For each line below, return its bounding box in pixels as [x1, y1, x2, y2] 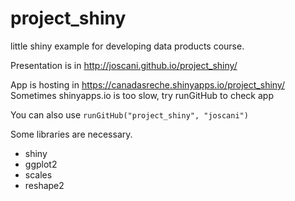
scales [24, 168, 53, 181]
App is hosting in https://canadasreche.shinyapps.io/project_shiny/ [10, 78, 285, 91]
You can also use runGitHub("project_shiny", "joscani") [10, 108, 249, 121]
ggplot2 [24, 158, 58, 170]
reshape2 [24, 179, 65, 191]
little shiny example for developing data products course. [10, 40, 245, 52]
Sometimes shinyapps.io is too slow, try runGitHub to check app [10, 89, 274, 101]
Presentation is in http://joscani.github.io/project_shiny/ [10, 59, 238, 71]
